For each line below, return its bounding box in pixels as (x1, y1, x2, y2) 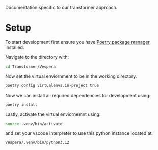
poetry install (5, 102, 38, 107)
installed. (5, 44, 24, 50)
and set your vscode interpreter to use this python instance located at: (5, 130, 153, 136)
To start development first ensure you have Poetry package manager (5, 39, 150, 45)
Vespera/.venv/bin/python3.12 (5, 140, 70, 145)
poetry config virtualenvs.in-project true (5, 83, 99, 88)
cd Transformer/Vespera (5, 64, 56, 69)
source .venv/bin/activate (5, 121, 63, 126)
